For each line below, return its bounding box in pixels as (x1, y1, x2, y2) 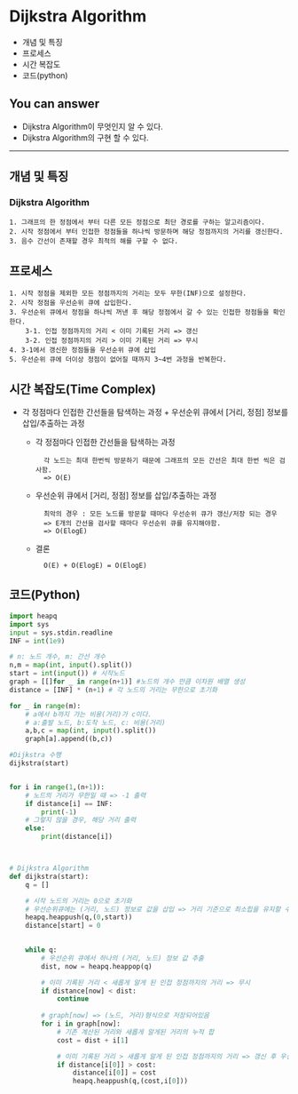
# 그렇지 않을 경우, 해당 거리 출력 (25, 816, 137, 825)
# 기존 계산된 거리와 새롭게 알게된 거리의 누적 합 (56, 1027, 215, 1036)
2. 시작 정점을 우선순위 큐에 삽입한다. (9, 299, 133, 307)
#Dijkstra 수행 (9, 751, 62, 760)
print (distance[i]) (41, 833, 114, 842)
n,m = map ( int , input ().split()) (9, 660, 133, 670)
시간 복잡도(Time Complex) (9, 381, 157, 396)
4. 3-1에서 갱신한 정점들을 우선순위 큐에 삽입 (9, 346, 157, 355)
